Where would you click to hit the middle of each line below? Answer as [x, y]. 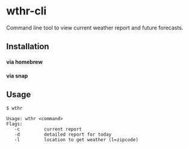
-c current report [48, 129]
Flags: [14, 124]
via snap [17, 76]
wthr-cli [26, 11]
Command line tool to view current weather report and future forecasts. [95, 28]
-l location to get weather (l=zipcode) [76, 140]
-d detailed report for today [63, 135]
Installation [28, 47]
